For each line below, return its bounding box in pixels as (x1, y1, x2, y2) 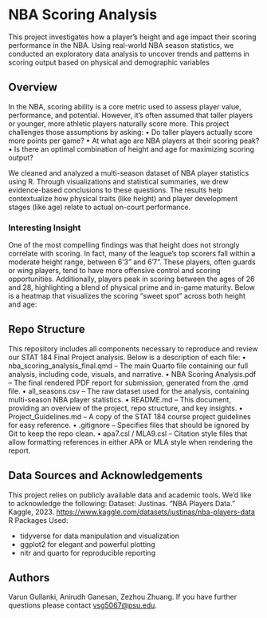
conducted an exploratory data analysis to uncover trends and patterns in (8, 49, 249, 58)
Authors (8, 571, 50, 584)
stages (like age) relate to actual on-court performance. (8, 202, 191, 212)
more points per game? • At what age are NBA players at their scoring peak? (8, 136, 260, 145)
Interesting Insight (8, 222, 81, 233)
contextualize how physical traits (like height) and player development (8, 193, 238, 203)
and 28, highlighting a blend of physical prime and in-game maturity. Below (8, 283, 255, 292)
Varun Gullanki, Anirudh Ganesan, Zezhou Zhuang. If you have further (8, 592, 238, 602)
